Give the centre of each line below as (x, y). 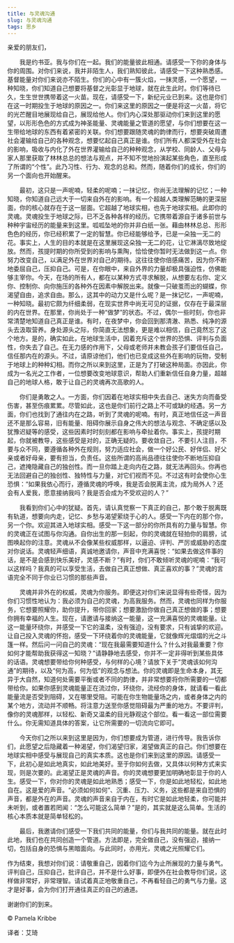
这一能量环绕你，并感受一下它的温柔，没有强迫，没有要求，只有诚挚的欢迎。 (117, 627)
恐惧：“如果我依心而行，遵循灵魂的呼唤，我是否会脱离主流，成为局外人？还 (116, 484)
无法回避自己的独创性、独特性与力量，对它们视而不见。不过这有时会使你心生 (117, 476)
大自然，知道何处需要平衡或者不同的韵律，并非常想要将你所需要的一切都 (123, 679)
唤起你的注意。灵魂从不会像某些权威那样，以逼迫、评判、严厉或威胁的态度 (120, 543)
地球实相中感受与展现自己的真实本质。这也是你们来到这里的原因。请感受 (111, 755)
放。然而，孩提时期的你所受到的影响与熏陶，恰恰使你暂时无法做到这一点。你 (117, 251)
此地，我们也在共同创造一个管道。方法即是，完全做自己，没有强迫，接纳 (111, 840)
